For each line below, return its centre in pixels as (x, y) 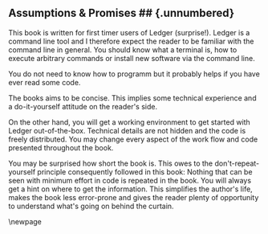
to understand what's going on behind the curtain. (91, 206)
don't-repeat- (237, 163)
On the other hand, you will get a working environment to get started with (129, 122)
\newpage (25, 221)
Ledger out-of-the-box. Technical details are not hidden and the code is (127, 130)
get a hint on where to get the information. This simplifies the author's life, (130, 189)
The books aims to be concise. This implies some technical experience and (132, 98)
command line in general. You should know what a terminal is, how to (123, 49)
